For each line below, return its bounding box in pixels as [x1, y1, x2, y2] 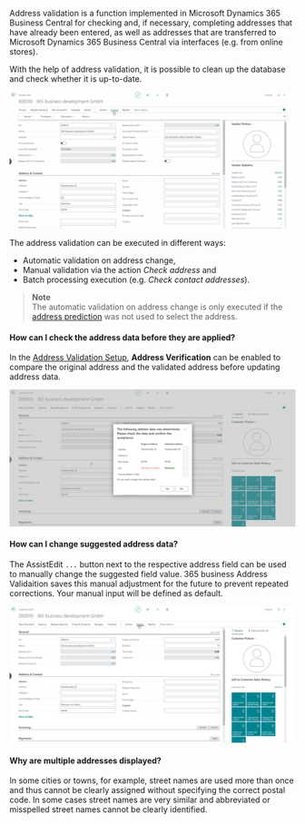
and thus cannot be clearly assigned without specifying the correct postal [9, 785, 286, 796]
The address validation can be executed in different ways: [9, 238, 226, 249]
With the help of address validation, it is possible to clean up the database [9, 64, 286, 74]
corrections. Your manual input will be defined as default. [9, 587, 224, 598]
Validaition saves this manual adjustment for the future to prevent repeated [9, 578, 289, 589]
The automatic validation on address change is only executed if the [31, 301, 283, 312]
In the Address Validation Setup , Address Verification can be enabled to [9, 352, 281, 363]
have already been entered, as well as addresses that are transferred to [9, 27, 277, 37]
